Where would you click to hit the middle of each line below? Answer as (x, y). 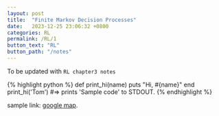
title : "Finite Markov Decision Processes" (72, 20)
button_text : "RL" (33, 45)
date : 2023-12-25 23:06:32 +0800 (58, 26)
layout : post (26, 13)
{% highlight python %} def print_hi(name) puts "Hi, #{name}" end (101, 84)
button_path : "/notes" (39, 52)
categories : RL (29, 33)
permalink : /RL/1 (32, 39)
